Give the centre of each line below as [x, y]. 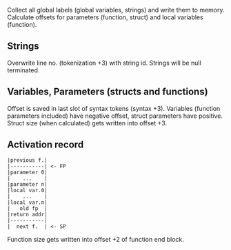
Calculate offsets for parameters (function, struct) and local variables [105, 17]
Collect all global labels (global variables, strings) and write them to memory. [116, 10]
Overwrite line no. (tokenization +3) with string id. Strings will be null [104, 63]
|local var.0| [28, 191]
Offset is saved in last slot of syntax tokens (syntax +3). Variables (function [114, 108]
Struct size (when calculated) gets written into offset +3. [87, 123]
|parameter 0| [28, 173]
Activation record [46, 145]
